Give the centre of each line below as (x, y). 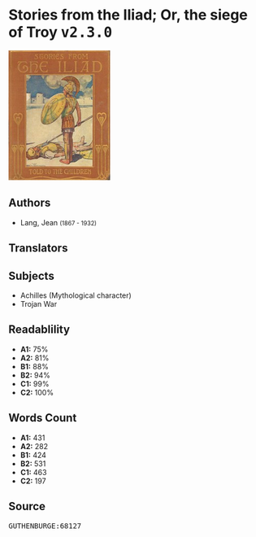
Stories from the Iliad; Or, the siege (128, 15)
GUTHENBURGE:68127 (45, 526)
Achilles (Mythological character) (76, 295)
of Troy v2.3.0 (61, 32)
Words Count (43, 418)
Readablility (39, 330)
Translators (38, 249)
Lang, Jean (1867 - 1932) (59, 222)
